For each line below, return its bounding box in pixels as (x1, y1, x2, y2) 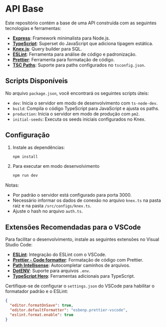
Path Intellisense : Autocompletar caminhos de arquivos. (12, 262, 131, 269)
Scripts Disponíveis (5, 77, 68, 85)
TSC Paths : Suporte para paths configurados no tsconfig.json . (12, 62, 146, 68)
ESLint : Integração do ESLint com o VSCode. (12, 251, 107, 258)
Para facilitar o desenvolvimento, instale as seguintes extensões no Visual (5, 236, 159, 242)
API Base (5, 3, 44, 15)
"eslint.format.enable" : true (10, 312, 73, 317)
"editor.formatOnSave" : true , (10, 303, 73, 308)
